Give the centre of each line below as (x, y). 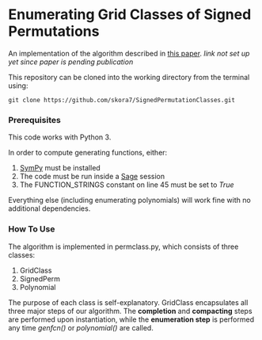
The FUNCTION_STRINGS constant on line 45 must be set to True (127, 185)
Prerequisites (34, 120)
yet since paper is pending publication (71, 62)
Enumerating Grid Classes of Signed (130, 15)
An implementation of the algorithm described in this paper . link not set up (129, 53)
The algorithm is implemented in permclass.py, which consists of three (123, 246)
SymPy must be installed (60, 168)
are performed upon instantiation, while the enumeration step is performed (131, 319)
